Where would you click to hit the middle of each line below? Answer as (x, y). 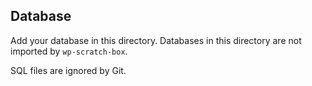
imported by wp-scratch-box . (69, 51)
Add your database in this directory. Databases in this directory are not (156, 40)
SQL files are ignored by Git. (68, 70)
